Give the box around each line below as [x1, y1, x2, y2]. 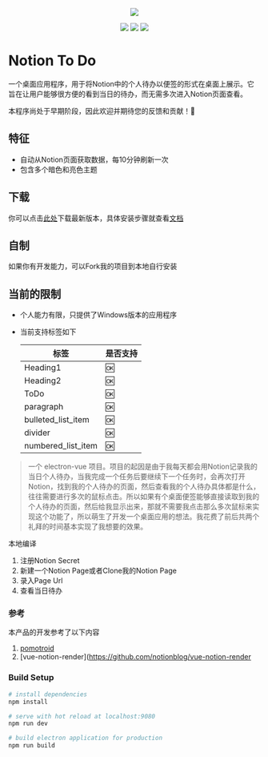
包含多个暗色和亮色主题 [19, 164, 98, 174]
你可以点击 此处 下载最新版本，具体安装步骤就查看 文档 [8, 213, 184, 223]
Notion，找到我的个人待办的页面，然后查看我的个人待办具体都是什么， [27, 481, 261, 492]
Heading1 [23, 362, 62, 373]
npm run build [8, 742, 56, 750]
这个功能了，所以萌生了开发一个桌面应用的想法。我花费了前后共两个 [34, 512, 260, 521]
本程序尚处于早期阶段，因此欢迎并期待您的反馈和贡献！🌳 [8, 106, 196, 115]
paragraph [23, 401, 64, 413]
